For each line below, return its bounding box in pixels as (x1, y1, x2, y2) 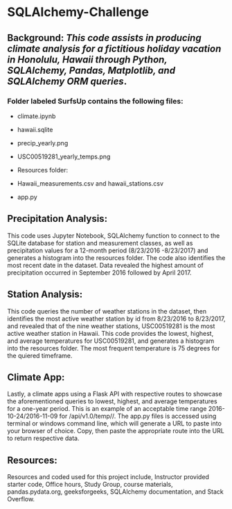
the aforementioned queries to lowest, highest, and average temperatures (7, 397, 217, 405)
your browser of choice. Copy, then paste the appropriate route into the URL (7, 427, 225, 435)
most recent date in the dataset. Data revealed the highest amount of (7, 261, 204, 269)
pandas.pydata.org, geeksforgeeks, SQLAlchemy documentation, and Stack (7, 487, 224, 496)
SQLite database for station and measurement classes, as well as (7, 239, 193, 247)
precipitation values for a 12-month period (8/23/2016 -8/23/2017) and (7, 246, 208, 255)
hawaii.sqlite (17, 125, 53, 134)
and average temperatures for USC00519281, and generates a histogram (7, 337, 215, 345)
